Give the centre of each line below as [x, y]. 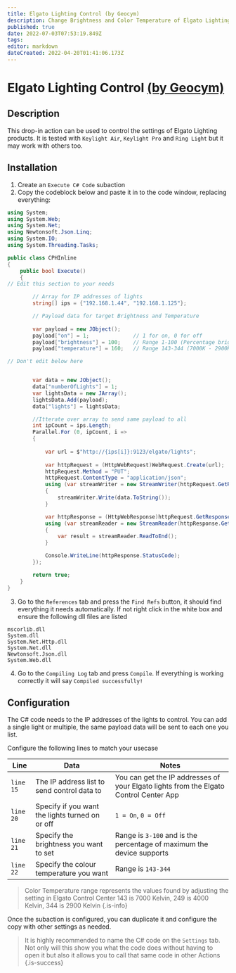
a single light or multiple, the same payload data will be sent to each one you [118, 727]
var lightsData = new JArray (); [80, 393]
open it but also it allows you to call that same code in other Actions [122, 955]
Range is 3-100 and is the [156, 836]
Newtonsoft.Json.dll [38, 654]
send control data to [68, 791]
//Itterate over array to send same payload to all [110, 419]
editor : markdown [33, 46]
